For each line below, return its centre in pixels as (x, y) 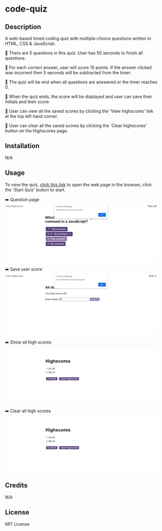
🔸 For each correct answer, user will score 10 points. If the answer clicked (78, 67)
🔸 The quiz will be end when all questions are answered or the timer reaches (81, 82)
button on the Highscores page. (37, 131)
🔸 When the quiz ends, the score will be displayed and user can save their (79, 96)
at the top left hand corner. (32, 116)
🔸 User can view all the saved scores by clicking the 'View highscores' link (79, 111)
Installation (22, 146)
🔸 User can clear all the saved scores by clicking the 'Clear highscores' (76, 125)
